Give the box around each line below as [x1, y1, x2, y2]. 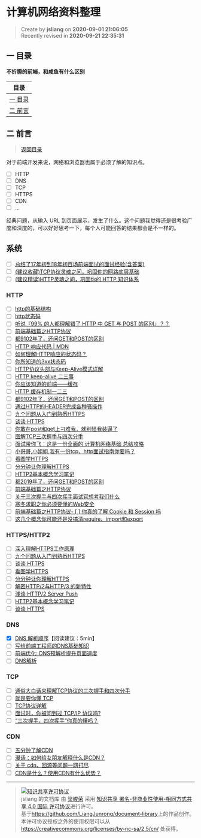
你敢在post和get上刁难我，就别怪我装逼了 [14, 426, 118, 433]
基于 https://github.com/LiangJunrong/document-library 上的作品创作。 [20, 810, 195, 817]
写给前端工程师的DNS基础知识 [14, 642, 90, 649]
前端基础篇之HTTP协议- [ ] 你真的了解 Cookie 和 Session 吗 [14, 508, 162, 515]
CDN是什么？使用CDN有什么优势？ [14, 769, 102, 776]
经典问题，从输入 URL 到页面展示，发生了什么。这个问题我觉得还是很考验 [6, 217, 187, 224]
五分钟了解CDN [14, 746, 53, 754]
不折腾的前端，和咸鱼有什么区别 [6, 68, 85, 75]
